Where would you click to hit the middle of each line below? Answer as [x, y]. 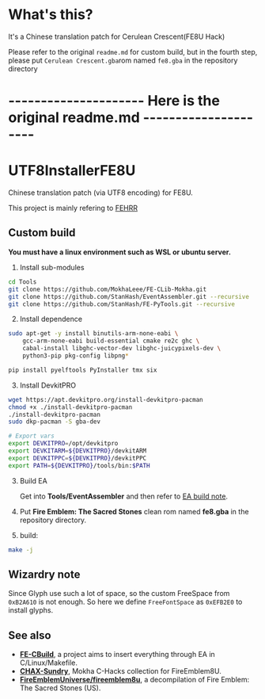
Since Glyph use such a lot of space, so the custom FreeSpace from [119, 594]
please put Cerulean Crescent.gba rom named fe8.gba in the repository [123, 60]
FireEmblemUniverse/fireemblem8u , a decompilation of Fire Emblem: [134, 680]
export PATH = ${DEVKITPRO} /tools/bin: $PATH [79, 465]
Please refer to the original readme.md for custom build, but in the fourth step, [133, 52]
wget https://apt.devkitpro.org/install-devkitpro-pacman [106, 399]
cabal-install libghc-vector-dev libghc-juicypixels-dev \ [122, 349]
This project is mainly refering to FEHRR [73, 208]
